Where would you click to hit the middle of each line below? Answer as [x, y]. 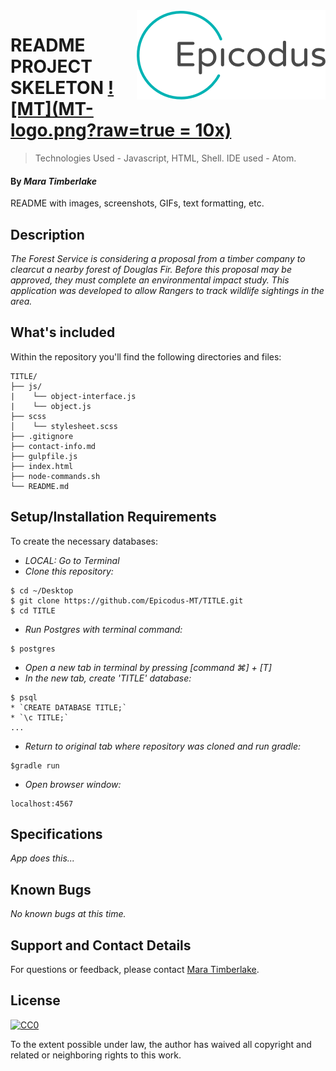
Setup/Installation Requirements [113, 517]
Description [47, 234]
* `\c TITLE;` [40, 717]
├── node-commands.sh [55, 476]
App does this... [42, 858]
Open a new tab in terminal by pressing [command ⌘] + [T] [148, 667]
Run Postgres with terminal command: [103, 629]
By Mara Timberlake [54, 181]
